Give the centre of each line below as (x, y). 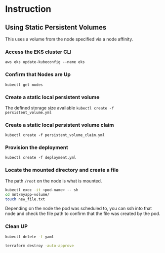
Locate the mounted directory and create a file (62, 170)
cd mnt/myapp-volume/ (27, 194)
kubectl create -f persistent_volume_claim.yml (55, 135)
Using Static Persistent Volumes (56, 27)
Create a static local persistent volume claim (60, 125)
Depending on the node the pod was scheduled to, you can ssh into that (79, 209)
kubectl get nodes (24, 85)
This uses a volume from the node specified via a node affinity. (69, 39)
